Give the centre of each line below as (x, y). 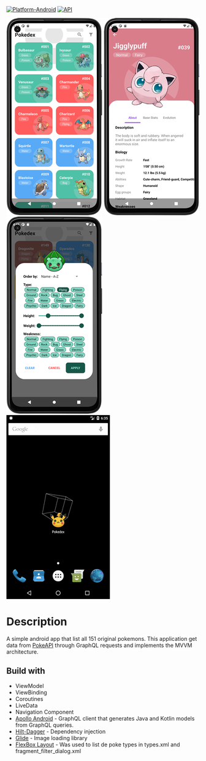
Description (37, 622)
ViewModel (29, 686)
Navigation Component (44, 712)
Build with (26, 671)
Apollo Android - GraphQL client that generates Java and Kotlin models (105, 718)
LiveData (26, 705)
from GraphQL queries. (44, 725)
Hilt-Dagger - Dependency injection (60, 731)
